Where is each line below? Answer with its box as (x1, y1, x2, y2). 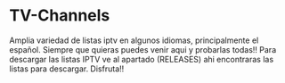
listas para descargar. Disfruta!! (9, 63, 125, 74)
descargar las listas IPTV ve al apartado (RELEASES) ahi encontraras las (9, 54, 274, 64)
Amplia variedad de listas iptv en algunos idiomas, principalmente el (9, 35, 259, 46)
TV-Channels (9, 5, 110, 26)
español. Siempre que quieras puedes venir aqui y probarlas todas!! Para (9, 44, 277, 54)
